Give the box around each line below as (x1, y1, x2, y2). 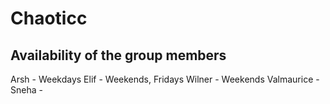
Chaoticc (10, 7, 88, 30)
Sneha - (10, 84, 43, 96)
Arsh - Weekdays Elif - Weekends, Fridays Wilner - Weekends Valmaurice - (10, 73, 320, 85)
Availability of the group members (10, 47, 227, 64)
